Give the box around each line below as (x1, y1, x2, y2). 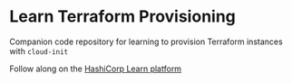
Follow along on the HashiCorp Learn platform (9, 63, 182, 74)
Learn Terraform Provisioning (9, 6, 236, 27)
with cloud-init (9, 45, 69, 56)
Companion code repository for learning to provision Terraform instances (9, 36, 283, 47)
